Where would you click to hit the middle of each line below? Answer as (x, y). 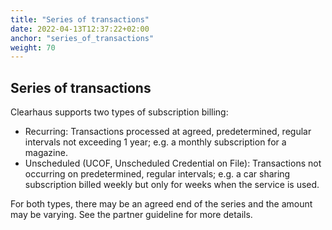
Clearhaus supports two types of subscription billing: (119, 112)
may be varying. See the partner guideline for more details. (131, 215)
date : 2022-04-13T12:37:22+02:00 (80, 29)
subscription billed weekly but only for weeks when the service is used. (172, 185)
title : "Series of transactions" (80, 19)
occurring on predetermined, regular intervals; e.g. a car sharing (157, 174)
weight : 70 (33, 47)
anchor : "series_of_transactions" (82, 38)
